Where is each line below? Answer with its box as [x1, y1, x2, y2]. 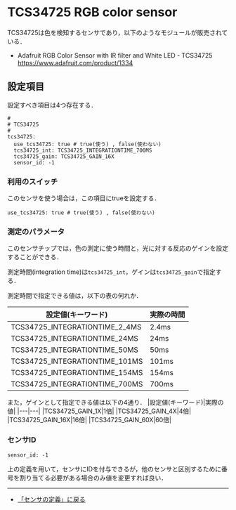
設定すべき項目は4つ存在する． [7, 100, 98, 109]
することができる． [7, 253, 63, 261]
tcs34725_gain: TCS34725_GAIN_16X [13, 152, 114, 160]
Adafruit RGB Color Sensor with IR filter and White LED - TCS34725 [17, 51, 213, 60]
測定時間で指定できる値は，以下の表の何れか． [7, 292, 143, 300]
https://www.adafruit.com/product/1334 [17, 58, 133, 67]
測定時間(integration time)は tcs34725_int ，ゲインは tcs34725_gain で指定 [7, 268, 216, 276]
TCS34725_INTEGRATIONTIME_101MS [11, 356, 143, 366]
